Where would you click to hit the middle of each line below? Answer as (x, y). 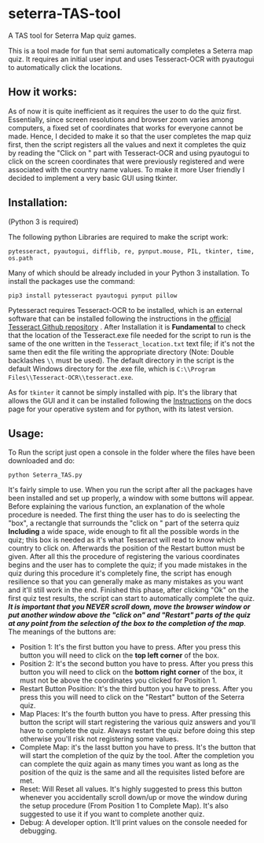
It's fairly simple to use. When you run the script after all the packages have (130, 490)
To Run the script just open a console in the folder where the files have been (132, 452)
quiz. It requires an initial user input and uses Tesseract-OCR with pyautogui (131, 59)
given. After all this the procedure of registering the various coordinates (124, 557)
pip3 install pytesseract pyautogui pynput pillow (93, 296)
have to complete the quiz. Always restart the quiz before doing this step (137, 731)
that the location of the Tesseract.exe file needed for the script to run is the (130, 335)
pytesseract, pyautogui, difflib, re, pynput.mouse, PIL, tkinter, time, (132, 251)
